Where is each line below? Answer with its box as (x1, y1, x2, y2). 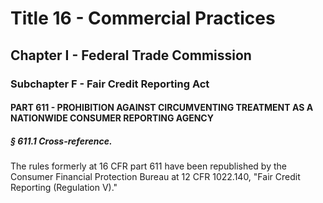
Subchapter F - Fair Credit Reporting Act (10, 77, 210, 91)
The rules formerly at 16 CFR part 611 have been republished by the (10, 160, 287, 172)
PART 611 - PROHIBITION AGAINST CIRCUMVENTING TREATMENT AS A (10, 102, 314, 114)
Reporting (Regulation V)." (10, 182, 118, 194)
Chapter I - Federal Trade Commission (10, 47, 252, 64)
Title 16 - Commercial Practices (10, 7, 276, 30)
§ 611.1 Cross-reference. (10, 135, 113, 147)
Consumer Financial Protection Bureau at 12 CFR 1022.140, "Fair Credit (10, 171, 301, 183)
